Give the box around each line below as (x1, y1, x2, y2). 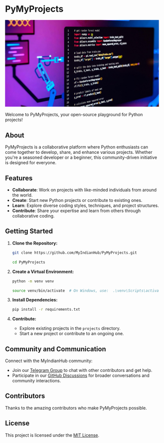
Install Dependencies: (12, 297, 58, 303)
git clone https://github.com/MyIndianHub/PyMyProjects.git (12, 250, 137, 255)
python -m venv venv (12, 278, 54, 284)
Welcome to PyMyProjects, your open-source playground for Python (5, 112, 143, 118)
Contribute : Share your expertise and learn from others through (12, 208, 141, 214)
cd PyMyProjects (12, 260, 45, 265)
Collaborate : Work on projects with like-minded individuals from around (12, 187, 157, 193)
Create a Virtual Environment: (12, 269, 74, 274)
